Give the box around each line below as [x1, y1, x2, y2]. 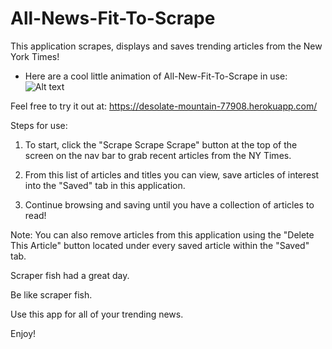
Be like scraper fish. [10, 288, 93, 301]
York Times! [10, 50, 60, 62]
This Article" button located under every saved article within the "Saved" [10, 239, 310, 251]
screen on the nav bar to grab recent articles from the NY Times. [24, 149, 292, 161]
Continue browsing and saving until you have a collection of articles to [24, 198, 315, 211]
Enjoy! [10, 327, 37, 339]
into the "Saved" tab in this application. [24, 179, 186, 191]
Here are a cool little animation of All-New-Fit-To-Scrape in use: [24, 70, 288, 82]
